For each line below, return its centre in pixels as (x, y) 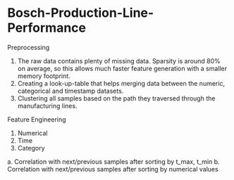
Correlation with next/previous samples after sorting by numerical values (113, 169)
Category (31, 148)
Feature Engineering (37, 119)
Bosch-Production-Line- (81, 13)
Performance (47, 28)
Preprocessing (29, 47)
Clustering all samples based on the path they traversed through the (116, 98)
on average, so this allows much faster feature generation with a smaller (122, 68)
